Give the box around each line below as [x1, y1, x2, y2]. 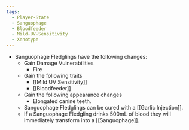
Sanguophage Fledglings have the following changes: [14, 53, 148, 60]
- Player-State [11, 14, 50, 20]
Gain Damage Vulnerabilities [23, 59, 94, 66]
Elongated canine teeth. [32, 98, 92, 105]
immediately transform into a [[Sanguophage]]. [23, 117, 139, 123]
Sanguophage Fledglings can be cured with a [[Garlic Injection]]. [23, 104, 184, 111]
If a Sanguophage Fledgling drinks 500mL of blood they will [23, 110, 172, 117]
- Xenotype [11, 37, 39, 43]
